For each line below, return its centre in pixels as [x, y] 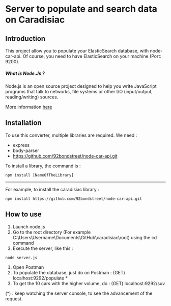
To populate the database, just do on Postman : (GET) [69, 272]
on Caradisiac [35, 20]
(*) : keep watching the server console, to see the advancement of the [79, 293]
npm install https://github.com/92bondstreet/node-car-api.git [74, 199]
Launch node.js [29, 226]
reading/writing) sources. [32, 97]
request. [14, 298]
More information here [29, 107]
